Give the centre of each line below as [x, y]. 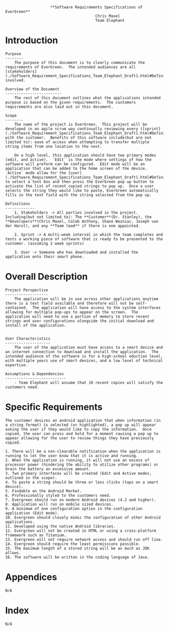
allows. [13, 553]
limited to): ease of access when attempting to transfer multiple [77, 142]
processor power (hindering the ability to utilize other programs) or [82, 464]
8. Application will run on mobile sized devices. [59, 504]
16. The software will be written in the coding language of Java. [77, 557]
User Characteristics [28, 338]
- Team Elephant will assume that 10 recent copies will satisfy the [89, 383]
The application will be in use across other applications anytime [86, 299]
